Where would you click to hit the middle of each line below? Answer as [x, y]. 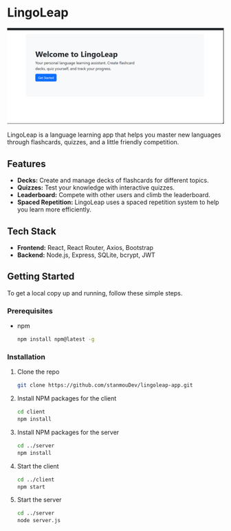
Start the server [39, 500]
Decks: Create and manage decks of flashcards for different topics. [113, 181]
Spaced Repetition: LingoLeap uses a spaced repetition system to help [118, 202]
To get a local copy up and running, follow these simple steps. [95, 293]
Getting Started [41, 276]
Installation [26, 357]
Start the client [38, 466]
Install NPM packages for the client [67, 398]
